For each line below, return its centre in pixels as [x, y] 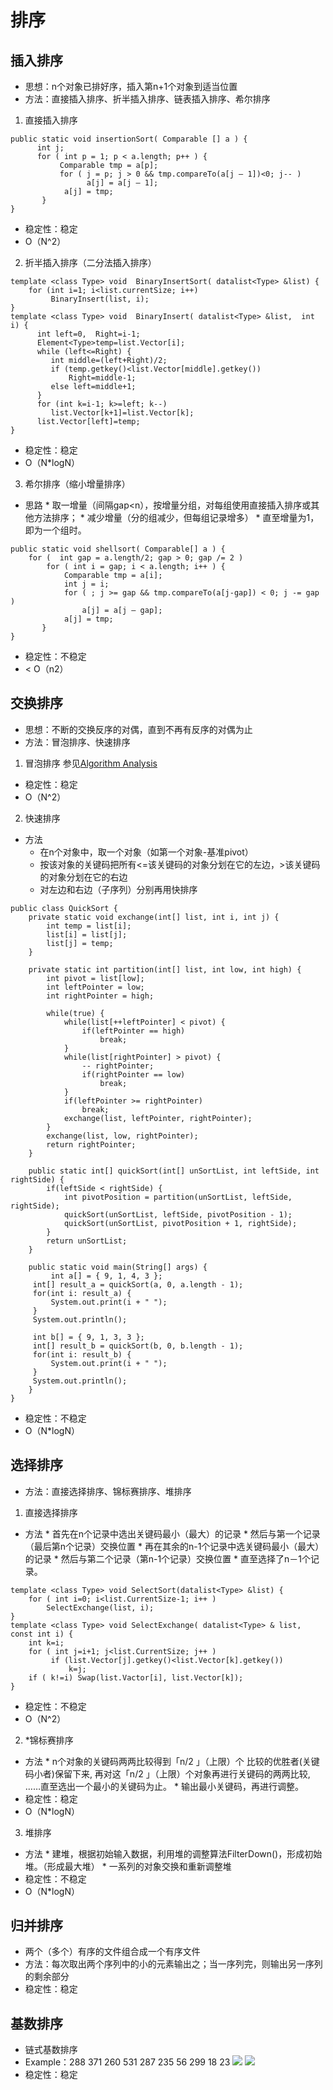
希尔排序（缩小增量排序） [77, 484]
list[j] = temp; [80, 943]
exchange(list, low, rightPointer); [122, 1136]
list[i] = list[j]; [87, 934]
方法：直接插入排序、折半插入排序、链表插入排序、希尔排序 [147, 99]
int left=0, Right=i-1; [88, 334]
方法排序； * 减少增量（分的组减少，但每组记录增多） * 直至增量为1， [176, 517]
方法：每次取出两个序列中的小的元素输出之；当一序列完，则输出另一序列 [173, 1964]
